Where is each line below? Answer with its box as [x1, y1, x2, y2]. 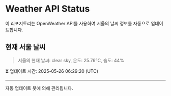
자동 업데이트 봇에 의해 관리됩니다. [5, 85, 73, 91]
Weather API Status [5, 3, 90, 15]
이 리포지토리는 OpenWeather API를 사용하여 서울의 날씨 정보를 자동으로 [5, 20, 150, 26]
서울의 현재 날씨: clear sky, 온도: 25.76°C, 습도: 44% [17, 57, 125, 63]
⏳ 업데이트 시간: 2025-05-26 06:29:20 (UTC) [5, 68, 98, 74]
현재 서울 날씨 [5, 43, 46, 52]
